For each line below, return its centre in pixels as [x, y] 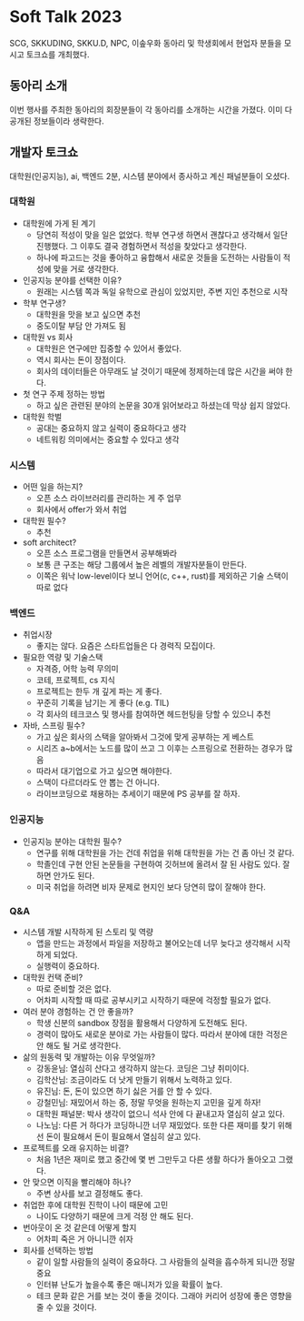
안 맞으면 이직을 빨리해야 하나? [77, 1182]
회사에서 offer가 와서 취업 [81, 509]
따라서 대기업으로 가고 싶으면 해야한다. [104, 771]
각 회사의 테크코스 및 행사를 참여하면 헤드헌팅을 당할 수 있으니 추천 [153, 714]
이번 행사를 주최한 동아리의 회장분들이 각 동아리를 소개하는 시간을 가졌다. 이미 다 [151, 109]
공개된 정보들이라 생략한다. [57, 121]
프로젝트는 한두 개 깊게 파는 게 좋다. [99, 691]
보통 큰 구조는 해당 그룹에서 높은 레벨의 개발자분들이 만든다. [142, 565]
